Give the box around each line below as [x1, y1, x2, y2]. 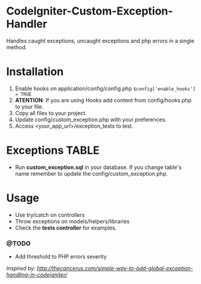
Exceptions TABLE [6, 144, 100, 157]
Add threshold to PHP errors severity [14, 253, 107, 260]
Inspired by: [6, 265, 36, 272]
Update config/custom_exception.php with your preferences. [14, 116, 167, 123]
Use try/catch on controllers [14, 211, 85, 219]
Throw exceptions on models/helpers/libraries [14, 217, 130, 225]
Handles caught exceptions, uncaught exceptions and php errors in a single [6, 37, 194, 44]
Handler [6, 17, 47, 31]
